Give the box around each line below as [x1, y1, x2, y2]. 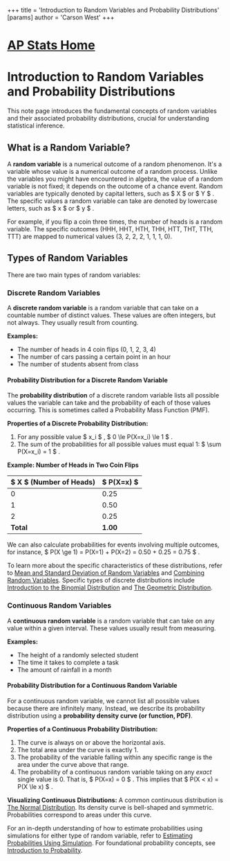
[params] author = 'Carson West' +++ [7, 13, 115, 21]
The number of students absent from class [17, 360, 140, 369]
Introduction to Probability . [7, 846, 83, 854]
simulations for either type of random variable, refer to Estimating [7, 831, 193, 840]
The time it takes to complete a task [17, 658, 119, 666]
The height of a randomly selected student [17, 650, 139, 659]
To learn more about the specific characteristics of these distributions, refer [7, 561, 223, 570]
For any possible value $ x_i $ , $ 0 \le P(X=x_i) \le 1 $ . [17, 433, 173, 441]
